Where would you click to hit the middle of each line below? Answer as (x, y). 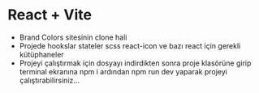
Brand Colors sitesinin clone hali (73, 37)
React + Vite (50, 15)
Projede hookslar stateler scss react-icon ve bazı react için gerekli (130, 45)
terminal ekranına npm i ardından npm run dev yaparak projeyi (123, 71)
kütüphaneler (41, 54)
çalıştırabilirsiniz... (50, 80)
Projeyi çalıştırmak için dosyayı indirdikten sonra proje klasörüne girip (135, 63)
